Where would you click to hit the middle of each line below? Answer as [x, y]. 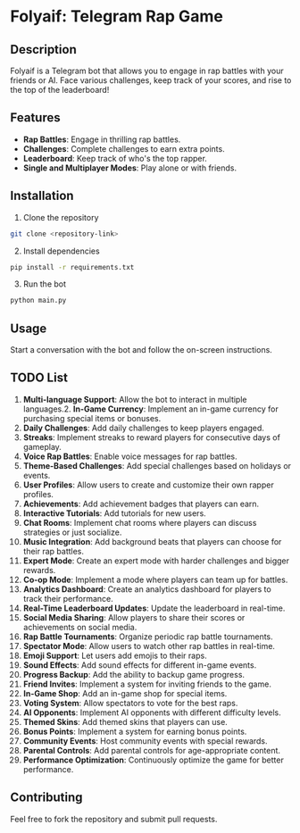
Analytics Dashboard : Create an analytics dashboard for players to [147, 589]
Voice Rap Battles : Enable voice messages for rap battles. [130, 456]
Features [35, 118]
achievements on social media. [80, 627]
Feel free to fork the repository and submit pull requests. [114, 819]
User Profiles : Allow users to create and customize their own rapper [149, 485]
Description [43, 50]
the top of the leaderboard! [60, 90]
